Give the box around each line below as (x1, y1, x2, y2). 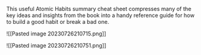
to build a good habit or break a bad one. (6, 18, 109, 25)
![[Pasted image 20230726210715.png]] (6, 30, 107, 37)
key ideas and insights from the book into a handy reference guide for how (6, 12, 195, 19)
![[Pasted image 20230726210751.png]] (6, 42, 107, 49)
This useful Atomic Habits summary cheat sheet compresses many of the (6, 5, 192, 12)
